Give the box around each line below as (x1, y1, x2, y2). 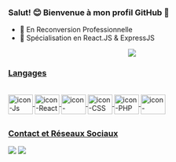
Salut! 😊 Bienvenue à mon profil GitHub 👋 (8, 7, 170, 18)
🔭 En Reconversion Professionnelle (19, 25, 133, 35)
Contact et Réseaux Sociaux (8, 127, 119, 138)
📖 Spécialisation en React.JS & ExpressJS (19, 33, 155, 42)
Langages (8, 68, 47, 79)
